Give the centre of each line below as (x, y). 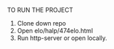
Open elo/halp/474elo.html (55, 31)
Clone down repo (42, 23)
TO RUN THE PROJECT (40, 10)
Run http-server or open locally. (62, 38)
